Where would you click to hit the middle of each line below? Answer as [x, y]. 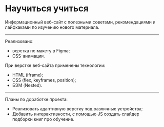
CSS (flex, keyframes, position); [44, 80]
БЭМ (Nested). [27, 85]
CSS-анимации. [29, 56]
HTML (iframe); [28, 75]
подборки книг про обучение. [43, 119]
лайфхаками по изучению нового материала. [52, 27]
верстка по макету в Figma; [41, 51]
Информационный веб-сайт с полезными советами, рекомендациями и [80, 22]
